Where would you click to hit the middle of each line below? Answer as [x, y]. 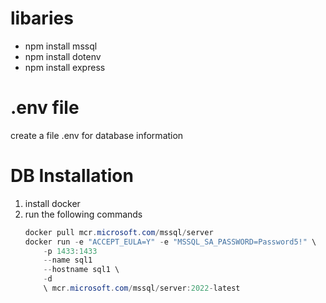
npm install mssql [61, 46]
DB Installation [72, 176]
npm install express [65, 67]
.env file [45, 108]
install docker [52, 203]
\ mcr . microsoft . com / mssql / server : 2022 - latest [142, 288]
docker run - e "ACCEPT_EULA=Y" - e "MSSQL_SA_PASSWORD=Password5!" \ [170, 242]
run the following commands [83, 214]
